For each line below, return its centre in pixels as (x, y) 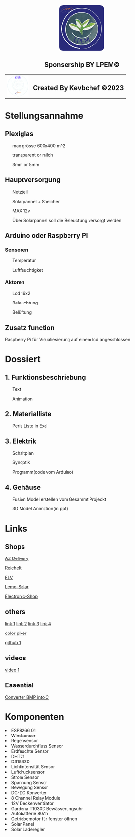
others (15, 612)
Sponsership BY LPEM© (82, 65)
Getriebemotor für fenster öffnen (44, 819)
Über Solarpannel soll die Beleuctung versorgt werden (67, 220)
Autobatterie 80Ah (30, 814)
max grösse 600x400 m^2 (39, 146)
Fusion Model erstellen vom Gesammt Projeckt (59, 499)
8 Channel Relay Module (36, 798)
